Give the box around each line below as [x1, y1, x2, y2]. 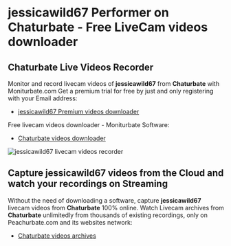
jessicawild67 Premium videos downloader [17, 108, 140, 115]
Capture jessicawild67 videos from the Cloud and [8, 167, 224, 179]
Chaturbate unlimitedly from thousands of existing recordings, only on [8, 211, 208, 219]
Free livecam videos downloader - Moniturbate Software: [8, 121, 170, 128]
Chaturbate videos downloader [17, 134, 106, 142]
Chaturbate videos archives [17, 232, 97, 240]
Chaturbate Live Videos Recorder [8, 61, 154, 73]
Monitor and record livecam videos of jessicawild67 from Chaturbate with [8, 80, 219, 87]
